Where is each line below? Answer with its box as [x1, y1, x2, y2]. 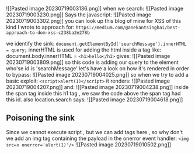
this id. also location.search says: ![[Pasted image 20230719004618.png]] [6, 96, 183, 103]
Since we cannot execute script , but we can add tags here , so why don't [6, 128, 183, 135]
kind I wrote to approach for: [6, 23, 75, 30]
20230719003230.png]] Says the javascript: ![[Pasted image [6, 11, 152, 18]
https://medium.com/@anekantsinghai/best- [75, 25, 181, 30]
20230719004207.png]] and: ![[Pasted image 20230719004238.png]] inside [6, 84, 189, 90]
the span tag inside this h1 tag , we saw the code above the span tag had [6, 90, 181, 97]
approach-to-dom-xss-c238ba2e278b [6, 30, 90, 36]
